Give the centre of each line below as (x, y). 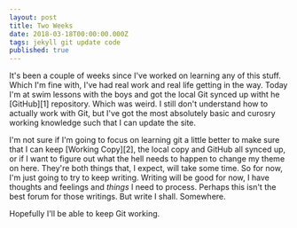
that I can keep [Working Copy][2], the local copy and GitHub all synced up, (148, 149)
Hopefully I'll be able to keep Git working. (85, 214)
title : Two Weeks (41, 26)
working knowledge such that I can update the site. (103, 123)
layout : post (33, 17)
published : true (39, 51)
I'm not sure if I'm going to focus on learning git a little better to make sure (145, 140)
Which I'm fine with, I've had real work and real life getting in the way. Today (148, 85)
